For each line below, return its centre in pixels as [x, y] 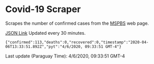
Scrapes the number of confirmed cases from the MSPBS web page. [77, 23]
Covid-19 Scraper [43, 9]
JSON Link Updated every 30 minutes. [45, 33]
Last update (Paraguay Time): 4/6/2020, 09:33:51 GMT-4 [65, 56]
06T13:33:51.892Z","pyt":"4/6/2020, [44, 46]
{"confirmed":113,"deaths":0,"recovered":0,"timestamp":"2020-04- [77, 42]
